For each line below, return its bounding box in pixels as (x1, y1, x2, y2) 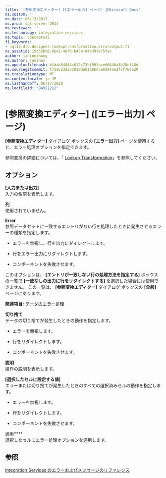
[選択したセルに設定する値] (5, 376, 61, 382)
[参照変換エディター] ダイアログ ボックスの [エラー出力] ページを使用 (5, 138, 147, 144)
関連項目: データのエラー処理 (5, 301, 64, 307)
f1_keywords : (5, 40, 32, 45)
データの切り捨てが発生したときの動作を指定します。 (5, 318, 113, 323)
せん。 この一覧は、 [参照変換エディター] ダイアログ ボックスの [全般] (13, 284, 157, 290)
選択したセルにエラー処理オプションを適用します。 (5, 437, 109, 443)
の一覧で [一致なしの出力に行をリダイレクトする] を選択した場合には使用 (5, 278, 155, 284)
